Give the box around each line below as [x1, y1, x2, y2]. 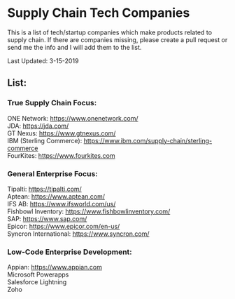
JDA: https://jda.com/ [7, 121, 69, 130]
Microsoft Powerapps [7, 270, 69, 279]
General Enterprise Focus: [7, 168, 98, 178]
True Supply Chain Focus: [7, 98, 97, 108]
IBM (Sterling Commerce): [7, 136, 83, 145]
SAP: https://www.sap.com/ [7, 214, 87, 222]
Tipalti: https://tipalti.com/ [7, 185, 82, 193]
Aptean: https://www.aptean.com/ [7, 192, 106, 201]
